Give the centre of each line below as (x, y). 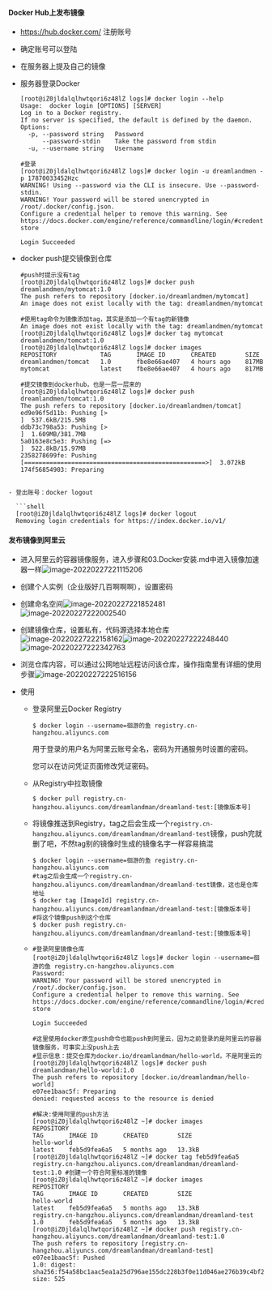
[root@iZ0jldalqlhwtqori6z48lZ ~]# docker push (114, 1230)
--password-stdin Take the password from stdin (129, 142)
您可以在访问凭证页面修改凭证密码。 (93, 766)
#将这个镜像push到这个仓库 (72, 918)
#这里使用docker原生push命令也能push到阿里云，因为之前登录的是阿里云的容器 (147, 1039)
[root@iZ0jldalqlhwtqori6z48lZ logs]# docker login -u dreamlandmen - (142, 171)
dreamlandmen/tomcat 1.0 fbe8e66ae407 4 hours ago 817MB (142, 362)
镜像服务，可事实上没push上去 (76, 1048)
